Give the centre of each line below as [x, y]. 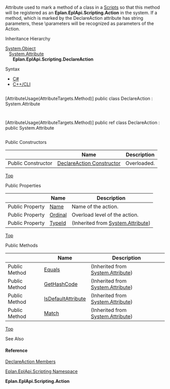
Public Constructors [26, 142]
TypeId [58, 223]
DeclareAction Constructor [89, 163]
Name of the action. [95, 206]
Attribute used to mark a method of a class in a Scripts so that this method [83, 7]
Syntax [13, 69]
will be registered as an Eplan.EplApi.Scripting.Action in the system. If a [81, 13]
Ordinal [58, 215]
